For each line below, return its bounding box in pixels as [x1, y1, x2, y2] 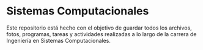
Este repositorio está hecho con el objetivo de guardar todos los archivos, [6, 24, 193, 31]
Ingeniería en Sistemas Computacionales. [6, 37, 111, 44]
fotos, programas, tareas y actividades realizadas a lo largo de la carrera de [6, 30, 197, 37]
